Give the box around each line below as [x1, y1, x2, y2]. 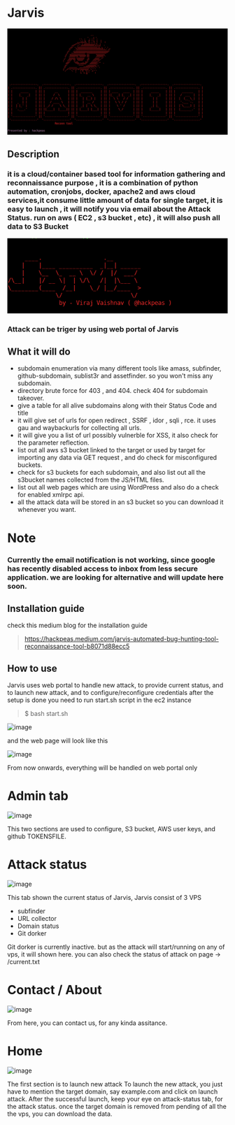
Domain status [17, 922, 59, 931]
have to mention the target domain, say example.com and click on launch [7, 1087, 218, 1096]
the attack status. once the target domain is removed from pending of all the [7, 1102, 227, 1110]
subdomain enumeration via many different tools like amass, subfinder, [17, 364, 222, 373]
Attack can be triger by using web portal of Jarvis [7, 324, 179, 334]
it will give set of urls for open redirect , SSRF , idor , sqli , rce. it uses [17, 416, 217, 424]
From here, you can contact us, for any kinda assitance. [7, 1019, 168, 1027]
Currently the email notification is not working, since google [7, 554, 215, 564]
